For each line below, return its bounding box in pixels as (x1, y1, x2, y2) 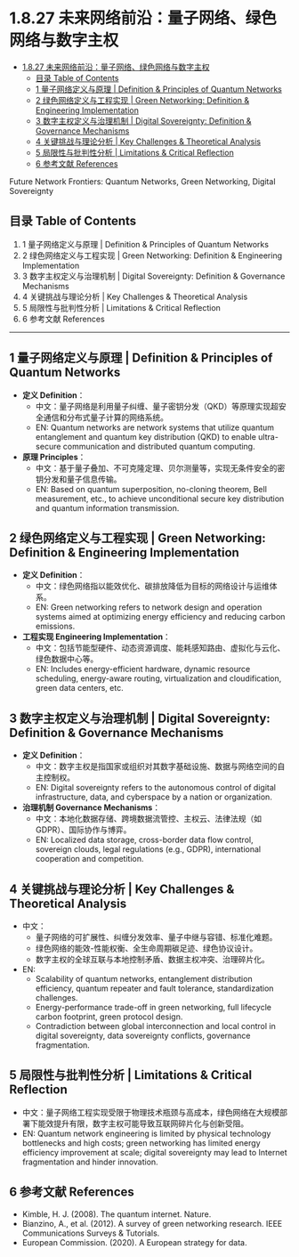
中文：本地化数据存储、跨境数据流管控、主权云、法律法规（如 (35, 814, 263, 824)
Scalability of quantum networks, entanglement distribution (35, 974, 253, 984)
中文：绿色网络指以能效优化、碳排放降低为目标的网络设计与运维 (35, 580, 270, 592)
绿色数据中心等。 (35, 653, 99, 664)
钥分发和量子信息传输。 (35, 474, 122, 484)
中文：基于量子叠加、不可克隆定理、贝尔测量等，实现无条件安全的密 (35, 462, 286, 473)
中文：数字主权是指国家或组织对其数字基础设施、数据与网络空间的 (35, 761, 278, 772)
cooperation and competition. (35, 854, 144, 864)
